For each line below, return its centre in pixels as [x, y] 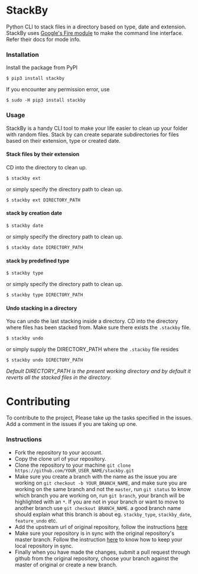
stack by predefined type [38, 261]
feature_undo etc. [36, 520]
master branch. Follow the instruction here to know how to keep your [98, 539]
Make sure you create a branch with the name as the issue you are [96, 476]
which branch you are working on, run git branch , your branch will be [100, 495]
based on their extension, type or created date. [64, 140]
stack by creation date [34, 213]
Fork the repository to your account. [59, 452]
